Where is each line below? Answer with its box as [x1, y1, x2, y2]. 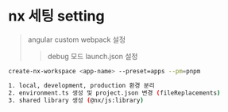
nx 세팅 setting [8, 7, 105, 25]
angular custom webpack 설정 [27, 35, 126, 44]
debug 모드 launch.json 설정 [47, 51, 138, 61]
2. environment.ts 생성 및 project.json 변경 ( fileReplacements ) [8, 88, 221, 97]
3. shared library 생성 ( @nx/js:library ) [8, 96, 145, 104]
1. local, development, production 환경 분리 [8, 81, 155, 89]
